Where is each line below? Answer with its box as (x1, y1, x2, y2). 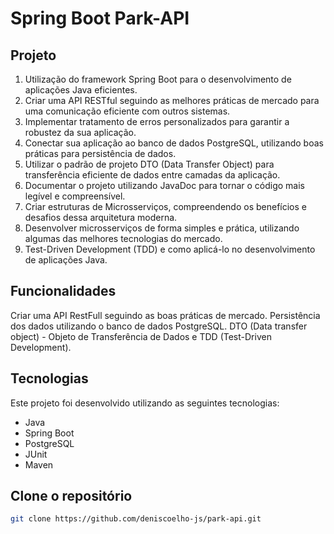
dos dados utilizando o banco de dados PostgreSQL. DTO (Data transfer (10, 320, 308, 332)
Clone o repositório (10, 488, 133, 505)
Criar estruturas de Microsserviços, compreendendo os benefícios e (24, 201, 307, 212)
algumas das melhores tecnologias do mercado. (24, 233, 223, 244)
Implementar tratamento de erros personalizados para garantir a (24, 116, 290, 127)
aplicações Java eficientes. (24, 84, 138, 96)
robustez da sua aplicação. (24, 127, 137, 138)
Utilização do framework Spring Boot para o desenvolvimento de (24, 73, 292, 85)
